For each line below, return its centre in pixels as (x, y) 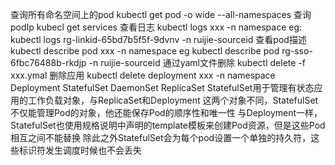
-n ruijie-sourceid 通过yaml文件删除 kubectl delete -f (197, 62)
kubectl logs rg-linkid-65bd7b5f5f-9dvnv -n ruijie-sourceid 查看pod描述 (158, 39)
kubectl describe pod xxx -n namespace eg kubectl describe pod (145, 51)
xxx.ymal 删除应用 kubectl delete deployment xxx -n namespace (143, 75)
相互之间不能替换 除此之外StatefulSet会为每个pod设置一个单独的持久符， (161, 137)
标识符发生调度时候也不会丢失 (80, 150)
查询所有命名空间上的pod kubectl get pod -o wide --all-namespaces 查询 (161, 14)
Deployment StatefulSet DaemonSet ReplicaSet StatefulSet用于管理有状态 (162, 87)
